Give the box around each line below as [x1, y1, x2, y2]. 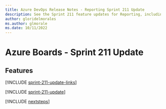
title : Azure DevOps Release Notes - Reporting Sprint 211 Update [5, 7, 145, 12]
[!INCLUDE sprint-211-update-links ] [5, 79, 77, 85]
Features [5, 66, 33, 74]
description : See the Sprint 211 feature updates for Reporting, [5, 12, 142, 17]
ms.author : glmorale [5, 21, 48, 26]
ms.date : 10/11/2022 [5, 26, 48, 31]
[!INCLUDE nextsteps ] [5, 99, 50, 105]
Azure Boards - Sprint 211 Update [5, 47, 144, 58]
